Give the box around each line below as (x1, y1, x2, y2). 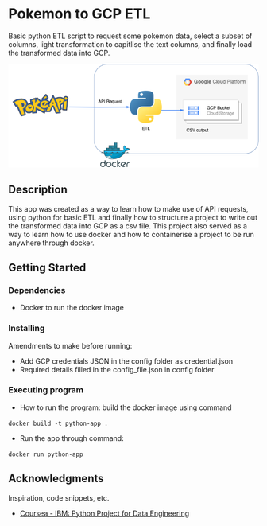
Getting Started (8, 260, 87, 275)
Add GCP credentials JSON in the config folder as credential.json (19, 356, 233, 366)
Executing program (8, 384, 84, 395)
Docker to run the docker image (19, 303, 125, 313)
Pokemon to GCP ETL (8, 5, 151, 23)
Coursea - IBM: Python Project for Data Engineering (19, 508, 189, 518)
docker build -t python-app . (8, 419, 109, 427)
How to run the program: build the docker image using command (19, 403, 232, 412)
